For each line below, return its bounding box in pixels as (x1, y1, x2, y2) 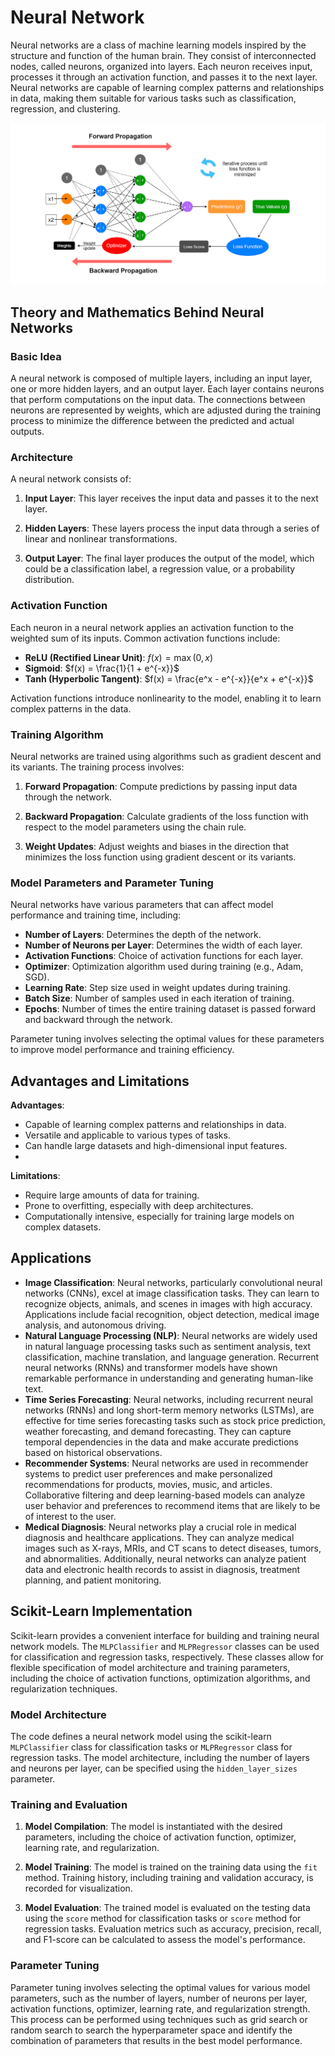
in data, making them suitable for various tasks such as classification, (10, 92, 297, 104)
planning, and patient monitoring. (24, 1574, 162, 1586)
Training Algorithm (10, 727, 104, 741)
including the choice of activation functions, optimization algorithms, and (10, 1672, 311, 1684)
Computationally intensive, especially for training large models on (24, 1211, 295, 1223)
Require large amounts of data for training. (24, 1189, 200, 1201)
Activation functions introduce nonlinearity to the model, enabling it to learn (10, 692, 322, 704)
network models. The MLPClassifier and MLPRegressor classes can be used (10, 1640, 320, 1652)
